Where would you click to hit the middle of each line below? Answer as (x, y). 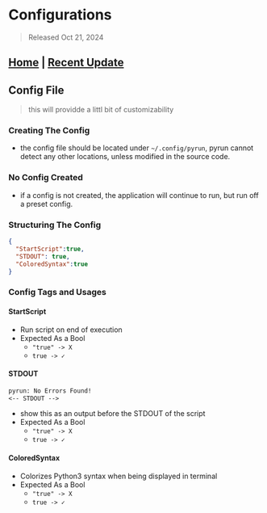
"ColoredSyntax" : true (52, 264)
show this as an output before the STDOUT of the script (113, 414)
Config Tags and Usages (57, 292)
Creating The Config (49, 131)
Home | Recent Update (66, 63)
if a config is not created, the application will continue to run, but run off (140, 195)
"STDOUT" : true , (43, 256)
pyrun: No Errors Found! (50, 391)
